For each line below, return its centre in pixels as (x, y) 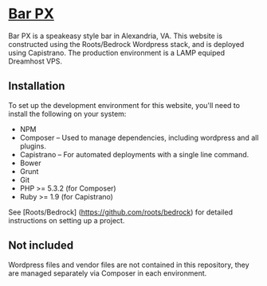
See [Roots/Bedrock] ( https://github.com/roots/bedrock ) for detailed (121, 212)
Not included (41, 246)
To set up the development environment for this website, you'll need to (124, 105)
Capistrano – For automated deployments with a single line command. (134, 154)
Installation (37, 86)
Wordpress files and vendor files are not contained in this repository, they (129, 265)
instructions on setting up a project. (67, 220)
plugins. (33, 146)
